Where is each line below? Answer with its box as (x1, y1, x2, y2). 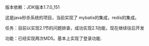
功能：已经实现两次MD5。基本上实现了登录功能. (5, 36, 102, 41)
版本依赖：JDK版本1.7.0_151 (5, 4, 60, 10)
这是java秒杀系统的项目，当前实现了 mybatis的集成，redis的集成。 (5, 15, 140, 21)
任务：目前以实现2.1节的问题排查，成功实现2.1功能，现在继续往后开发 (5, 25, 145, 31)
